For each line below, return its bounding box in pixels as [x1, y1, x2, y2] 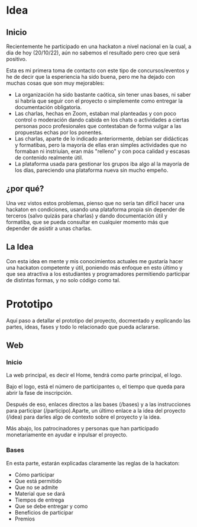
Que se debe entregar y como [14, 502, 88, 510]
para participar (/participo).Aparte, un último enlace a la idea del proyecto [6, 407, 186, 414]
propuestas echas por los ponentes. [14, 129, 103, 136]
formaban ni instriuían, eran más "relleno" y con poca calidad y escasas [14, 148, 190, 155]
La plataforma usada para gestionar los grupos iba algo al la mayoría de [14, 161, 190, 167]
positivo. [6, 56, 27, 62]
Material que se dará [14, 490, 65, 497]
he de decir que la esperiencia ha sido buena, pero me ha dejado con [6, 74, 176, 80]
